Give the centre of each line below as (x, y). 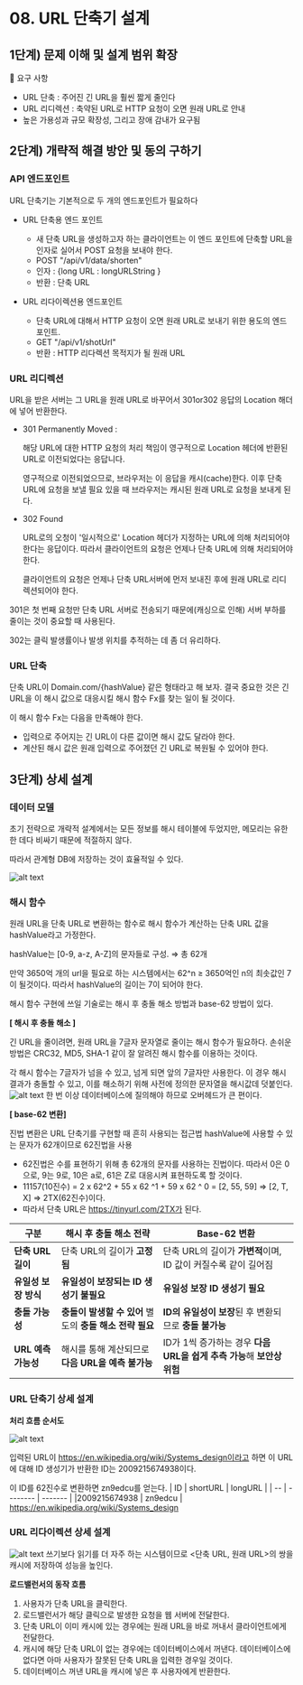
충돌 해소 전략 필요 (117, 1326)
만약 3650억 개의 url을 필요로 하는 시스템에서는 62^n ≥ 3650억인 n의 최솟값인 (147, 973)
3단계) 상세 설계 (51, 779)
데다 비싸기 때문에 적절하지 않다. (75, 840)
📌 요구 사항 (29, 78)
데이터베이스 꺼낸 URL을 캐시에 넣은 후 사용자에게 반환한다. (126, 1671)
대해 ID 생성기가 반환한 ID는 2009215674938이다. (107, 1468)
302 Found (42, 518)
